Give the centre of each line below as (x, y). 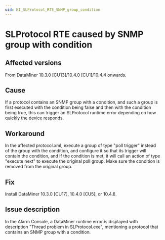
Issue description (33, 210)
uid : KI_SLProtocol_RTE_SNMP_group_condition (53, 10)
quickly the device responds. (35, 118)
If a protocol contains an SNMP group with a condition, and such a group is (82, 102)
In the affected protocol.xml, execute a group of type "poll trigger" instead (81, 145)
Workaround (25, 133)
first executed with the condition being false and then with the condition (78, 107)
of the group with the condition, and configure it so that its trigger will (76, 151)
